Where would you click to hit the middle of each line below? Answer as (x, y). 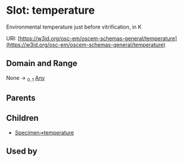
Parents (21, 98)
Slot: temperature (51, 10)
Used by (22, 152)
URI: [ (13, 38)
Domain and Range (42, 63)
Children (22, 118)
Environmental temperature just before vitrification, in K (74, 27)
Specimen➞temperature (44, 132)
